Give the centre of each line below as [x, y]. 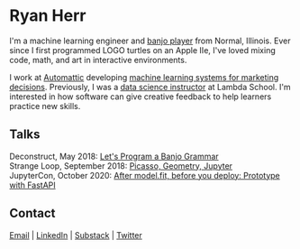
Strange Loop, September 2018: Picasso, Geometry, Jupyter [121, 166]
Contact [32, 213]
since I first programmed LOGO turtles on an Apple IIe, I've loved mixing [143, 50]
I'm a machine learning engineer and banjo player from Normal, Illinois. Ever [150, 41]
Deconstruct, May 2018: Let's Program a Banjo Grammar [114, 156]
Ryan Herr [48, 16]
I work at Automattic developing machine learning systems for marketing [144, 77]
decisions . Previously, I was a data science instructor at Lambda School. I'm [150, 87]
